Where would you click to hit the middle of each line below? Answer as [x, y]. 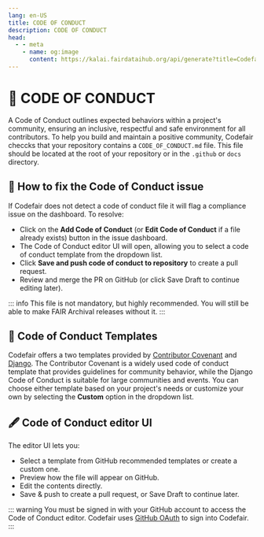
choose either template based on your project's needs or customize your [126, 389]
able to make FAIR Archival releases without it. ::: [87, 311]
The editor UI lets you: [44, 446]
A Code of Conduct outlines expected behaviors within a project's [115, 120]
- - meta [29, 45]
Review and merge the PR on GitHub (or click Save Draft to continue [129, 280]
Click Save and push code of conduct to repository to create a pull [128, 263]
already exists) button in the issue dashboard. [93, 238]
